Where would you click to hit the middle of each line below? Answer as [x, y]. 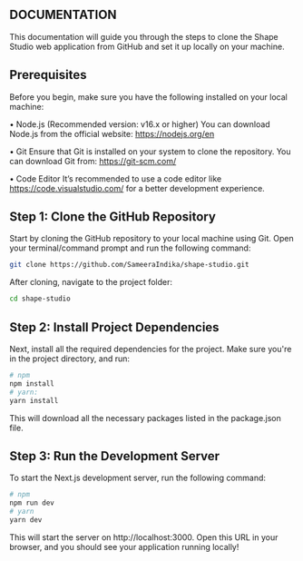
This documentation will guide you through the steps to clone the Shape [144, 36]
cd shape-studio [40, 299]
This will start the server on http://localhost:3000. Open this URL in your [144, 537]
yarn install [34, 400]
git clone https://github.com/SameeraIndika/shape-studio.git [129, 265]
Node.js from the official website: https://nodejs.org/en [112, 133]
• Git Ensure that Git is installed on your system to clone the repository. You [151, 151]
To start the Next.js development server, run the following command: [137, 478]
